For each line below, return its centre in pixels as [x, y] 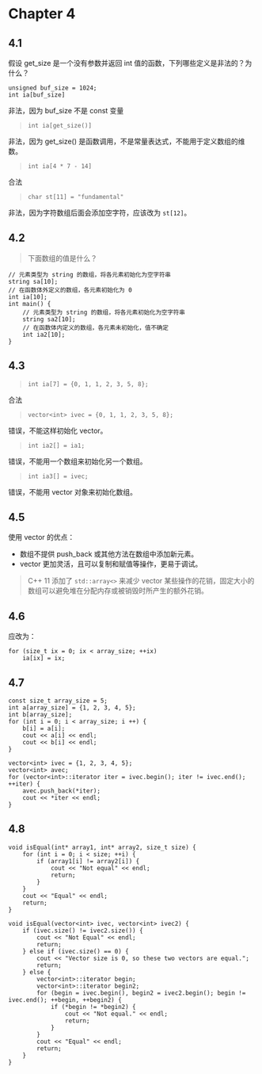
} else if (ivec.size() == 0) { [76, 951]
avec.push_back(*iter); [62, 791]
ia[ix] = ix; [44, 659]
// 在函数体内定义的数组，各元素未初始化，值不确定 [95, 327]
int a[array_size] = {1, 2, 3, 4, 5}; [72, 708]
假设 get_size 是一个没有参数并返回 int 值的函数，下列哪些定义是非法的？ [127, 63]
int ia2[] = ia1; [56, 445]
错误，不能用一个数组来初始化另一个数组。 [78, 461]
